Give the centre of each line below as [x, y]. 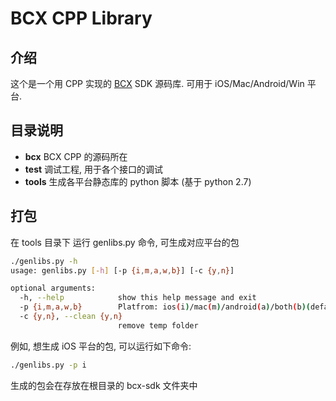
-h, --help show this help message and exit [138, 298]
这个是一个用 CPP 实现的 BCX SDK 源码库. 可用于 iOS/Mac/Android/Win [157, 83]
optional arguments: [53, 288]
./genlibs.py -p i [48, 365]
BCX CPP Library [81, 18]
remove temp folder [158, 325]
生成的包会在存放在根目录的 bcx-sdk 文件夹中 [104, 385]
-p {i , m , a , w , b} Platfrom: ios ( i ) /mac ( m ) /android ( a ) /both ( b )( [165, 307]
